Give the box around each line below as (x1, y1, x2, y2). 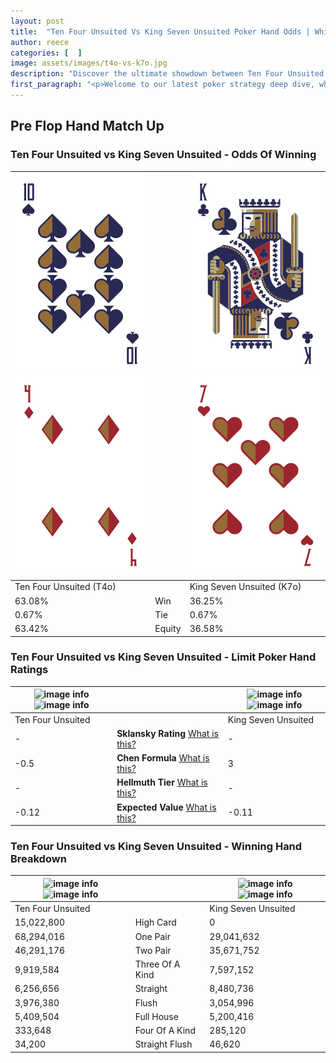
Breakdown (10, 852, 67, 866)
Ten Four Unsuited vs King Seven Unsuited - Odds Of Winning (10, 148, 317, 162)
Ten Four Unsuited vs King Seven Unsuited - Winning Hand (10, 840, 303, 854)
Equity (154, 623, 182, 635)
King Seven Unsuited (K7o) (189, 581, 302, 593)
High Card (134, 916, 177, 929)
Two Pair (134, 944, 172, 956)
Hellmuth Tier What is (116, 776, 208, 789)
